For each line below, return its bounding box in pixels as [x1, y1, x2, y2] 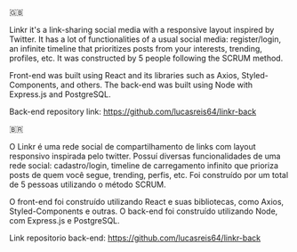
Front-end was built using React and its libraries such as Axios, [9, 70, 240, 80]
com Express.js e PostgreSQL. [9, 215, 120, 225]
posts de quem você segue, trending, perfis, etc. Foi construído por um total [9, 170, 289, 180]
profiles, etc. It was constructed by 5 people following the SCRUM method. [9, 53, 284, 63]
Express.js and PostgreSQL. [9, 89, 111, 100]
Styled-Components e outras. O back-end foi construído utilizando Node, [9, 206, 278, 216]
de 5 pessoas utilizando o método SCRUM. [9, 179, 166, 190]
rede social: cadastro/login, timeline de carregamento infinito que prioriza [9, 160, 278, 171]
